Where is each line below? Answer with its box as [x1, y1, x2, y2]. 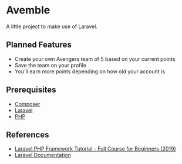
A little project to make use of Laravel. [6, 23, 98, 30]
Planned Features [6, 40, 72, 50]
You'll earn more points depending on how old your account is [14, 68, 166, 75]
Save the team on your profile [14, 61, 87, 69]
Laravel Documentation [14, 152, 72, 159]
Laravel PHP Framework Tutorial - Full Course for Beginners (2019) [14, 145, 176, 152]
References [6, 129, 49, 139]
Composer [14, 100, 41, 107]
